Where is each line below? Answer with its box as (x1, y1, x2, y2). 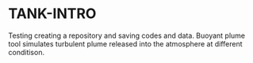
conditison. (8, 47, 45, 57)
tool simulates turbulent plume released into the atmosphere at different (8, 39, 243, 48)
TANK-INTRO (8, 5, 97, 23)
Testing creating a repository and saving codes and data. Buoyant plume (8, 31, 246, 40)
